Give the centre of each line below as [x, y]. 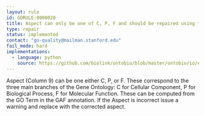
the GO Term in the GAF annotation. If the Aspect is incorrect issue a [92, 100]
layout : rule [23, 12]
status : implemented [33, 35]
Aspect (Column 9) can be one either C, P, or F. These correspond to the [98, 81]
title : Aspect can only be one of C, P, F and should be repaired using [101, 23]
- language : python [37, 57]
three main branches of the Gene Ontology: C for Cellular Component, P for [101, 87]
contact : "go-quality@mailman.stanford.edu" [64, 40]
